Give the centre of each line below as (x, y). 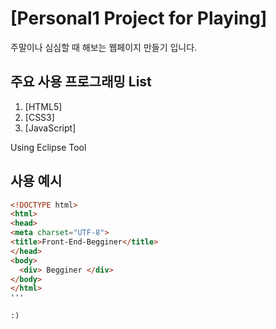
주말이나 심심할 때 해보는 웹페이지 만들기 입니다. (104, 47)
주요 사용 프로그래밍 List (81, 82)
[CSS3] (39, 117)
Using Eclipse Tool (48, 147)
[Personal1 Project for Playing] (139, 18)
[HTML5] (43, 106)
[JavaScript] (50, 128)
